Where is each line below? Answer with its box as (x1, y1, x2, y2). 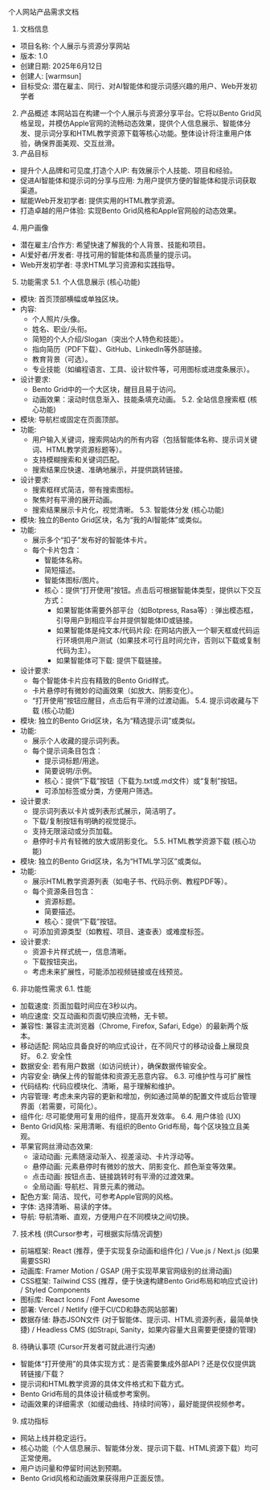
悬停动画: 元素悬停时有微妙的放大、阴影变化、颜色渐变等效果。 (31, 1161, 241, 1171)
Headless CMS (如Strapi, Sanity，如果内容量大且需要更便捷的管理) (35, 1325, 257, 1334)
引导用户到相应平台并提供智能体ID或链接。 (55, 615, 198, 625)
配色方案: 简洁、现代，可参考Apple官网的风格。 (19, 1192, 178, 1201)
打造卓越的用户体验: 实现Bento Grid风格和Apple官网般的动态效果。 (19, 206, 241, 215)
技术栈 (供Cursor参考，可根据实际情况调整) (19, 1229, 163, 1239)
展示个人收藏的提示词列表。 (31, 736, 125, 745)
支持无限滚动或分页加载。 (31, 827, 117, 835)
